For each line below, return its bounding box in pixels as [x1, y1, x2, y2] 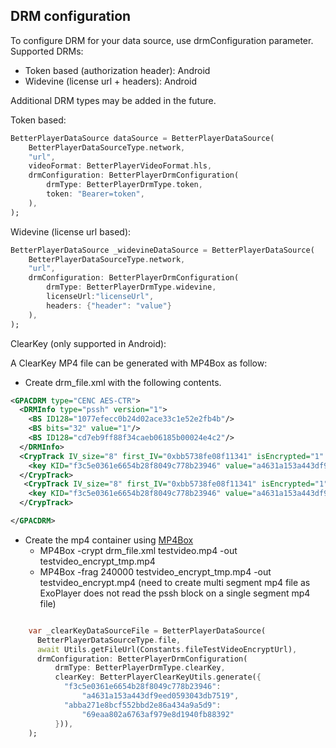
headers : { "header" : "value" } [46, 300, 172, 311]
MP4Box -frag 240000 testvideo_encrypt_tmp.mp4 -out [39, 565, 272, 578]
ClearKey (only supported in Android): [10, 337, 167, 349]
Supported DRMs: [10, 45, 84, 57]
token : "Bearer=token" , [46, 189, 145, 199]
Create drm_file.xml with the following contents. [24, 376, 222, 388]
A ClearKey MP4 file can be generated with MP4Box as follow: [10, 357, 268, 369]
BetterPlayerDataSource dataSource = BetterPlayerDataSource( [10, 133, 275, 143]
